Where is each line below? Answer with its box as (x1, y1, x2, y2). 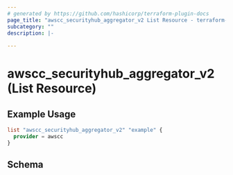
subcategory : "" (7, 23, 54, 30)
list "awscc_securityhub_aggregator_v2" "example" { (7, 126, 163, 134)
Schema (7, 159, 44, 171)
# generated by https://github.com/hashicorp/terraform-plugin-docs (7, 10, 209, 17)
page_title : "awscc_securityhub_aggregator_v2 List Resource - (7, 17, 194, 24)
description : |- (7, 29, 54, 37)
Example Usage (7, 108, 76, 120)
